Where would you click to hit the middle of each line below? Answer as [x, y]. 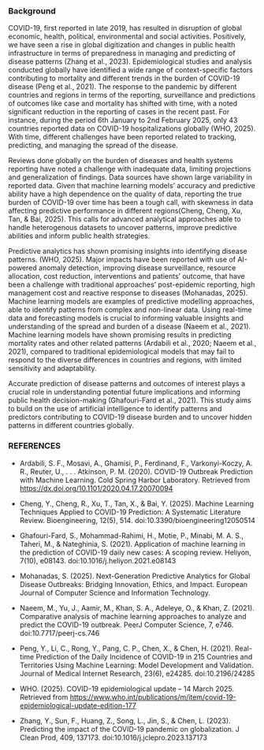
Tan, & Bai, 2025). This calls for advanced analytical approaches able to [125, 219]
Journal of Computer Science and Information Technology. [115, 592]
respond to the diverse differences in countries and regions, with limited [125, 360]
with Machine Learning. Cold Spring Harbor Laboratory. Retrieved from [135, 480]
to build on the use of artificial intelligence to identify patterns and [115, 409]
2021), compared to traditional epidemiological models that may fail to [121, 351]
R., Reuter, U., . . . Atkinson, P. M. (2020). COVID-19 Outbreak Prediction [136, 471]
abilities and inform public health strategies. [79, 236]
